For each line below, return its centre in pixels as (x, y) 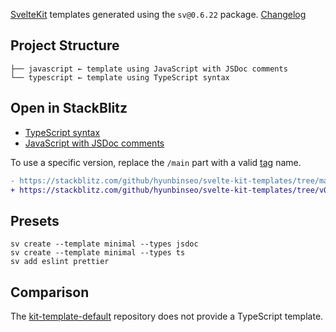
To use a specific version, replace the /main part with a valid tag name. (156, 162)
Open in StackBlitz (69, 108)
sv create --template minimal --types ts (98, 253)
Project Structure (65, 45)
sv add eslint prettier (60, 262)
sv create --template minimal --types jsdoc (104, 244)
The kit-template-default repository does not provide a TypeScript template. (167, 316)
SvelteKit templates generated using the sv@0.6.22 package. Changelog (158, 14)
